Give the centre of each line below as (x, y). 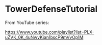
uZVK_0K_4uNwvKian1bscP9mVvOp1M (44, 37)
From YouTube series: (27, 22)
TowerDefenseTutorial (51, 9)
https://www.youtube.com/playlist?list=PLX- (50, 32)
